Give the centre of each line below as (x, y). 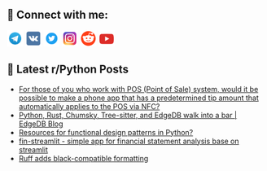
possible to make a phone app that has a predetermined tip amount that (138, 98)
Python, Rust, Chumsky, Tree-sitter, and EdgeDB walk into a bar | (127, 115)
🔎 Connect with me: (57, 15)
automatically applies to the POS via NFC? (89, 106)
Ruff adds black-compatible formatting (83, 158)
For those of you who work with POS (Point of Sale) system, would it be (138, 89)
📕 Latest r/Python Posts (68, 70)
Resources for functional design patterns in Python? (106, 132)
